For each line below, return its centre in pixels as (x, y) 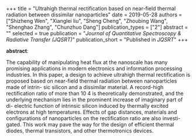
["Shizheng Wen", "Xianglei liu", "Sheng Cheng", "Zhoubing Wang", (87, 21)
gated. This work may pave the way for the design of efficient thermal (90, 124)
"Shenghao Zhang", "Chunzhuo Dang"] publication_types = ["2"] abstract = (97, 27)
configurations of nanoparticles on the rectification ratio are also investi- (93, 118)
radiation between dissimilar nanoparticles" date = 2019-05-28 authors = (94, 15)
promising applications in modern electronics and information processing (94, 69)
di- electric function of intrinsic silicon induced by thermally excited (87, 106)
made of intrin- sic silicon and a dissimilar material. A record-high (85, 87)
